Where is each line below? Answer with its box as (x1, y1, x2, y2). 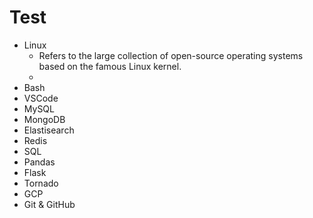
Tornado (23, 177, 59, 189)
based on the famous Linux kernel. (38, 60, 182, 72)
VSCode (23, 92, 59, 104)
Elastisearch (23, 124, 75, 136)
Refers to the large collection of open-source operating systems (38, 49, 304, 61)
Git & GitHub (23, 198, 76, 210)
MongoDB (23, 113, 66, 125)
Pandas (23, 156, 56, 168)
